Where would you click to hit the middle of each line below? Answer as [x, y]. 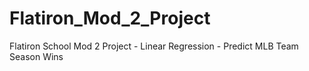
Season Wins [36, 56]
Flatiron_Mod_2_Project [110, 18]
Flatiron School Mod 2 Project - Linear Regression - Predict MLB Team [154, 46]
